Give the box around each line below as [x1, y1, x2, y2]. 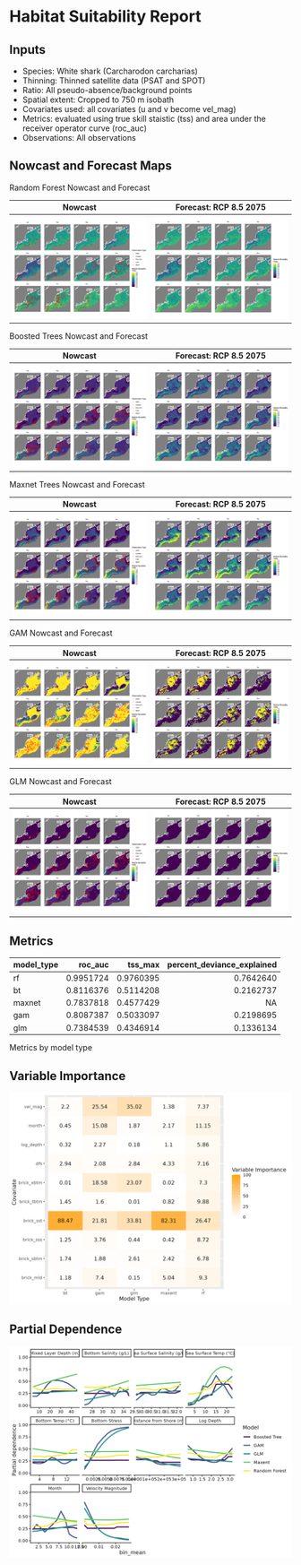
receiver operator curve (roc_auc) [21, 123, 148, 134]
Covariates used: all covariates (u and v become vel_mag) [21, 104, 236, 114]
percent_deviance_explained [167, 959, 278, 970]
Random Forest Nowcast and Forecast [9, 182, 150, 193]
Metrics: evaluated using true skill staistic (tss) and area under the [21, 114, 266, 124]
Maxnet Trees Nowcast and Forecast [9, 479, 145, 489]
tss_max [127, 959, 160, 970]
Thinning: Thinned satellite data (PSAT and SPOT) [21, 75, 206, 86]
